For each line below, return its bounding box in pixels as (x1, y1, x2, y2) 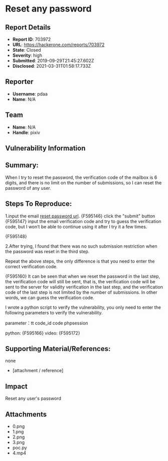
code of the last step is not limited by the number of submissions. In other (5, 289, 157, 295)
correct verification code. (5, 263, 58, 269)
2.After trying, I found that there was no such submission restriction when (5, 243, 157, 249)
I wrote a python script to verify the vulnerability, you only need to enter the (5, 304, 161, 310)
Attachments (5, 410, 47, 418)
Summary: (5, 161, 39, 170)
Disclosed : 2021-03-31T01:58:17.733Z (12, 63, 91, 69)
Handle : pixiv (12, 129, 40, 136)
